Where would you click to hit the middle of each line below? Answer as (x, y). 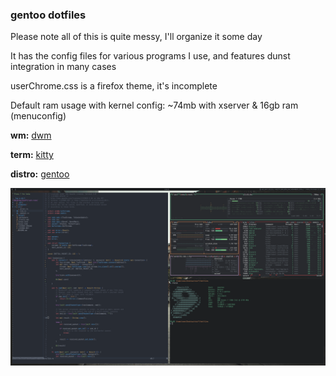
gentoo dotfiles (48, 15)
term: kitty (32, 155)
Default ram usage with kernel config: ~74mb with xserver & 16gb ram (154, 105)
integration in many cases (63, 67)
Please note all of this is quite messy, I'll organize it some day (136, 37)
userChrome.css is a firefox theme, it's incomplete (114, 86)
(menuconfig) (38, 116)
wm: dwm (31, 135)
